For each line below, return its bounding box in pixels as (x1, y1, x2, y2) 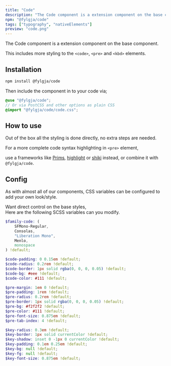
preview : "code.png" (5, 27, 49, 32)
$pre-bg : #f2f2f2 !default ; (5, 304, 65, 309)
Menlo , (14, 238, 28, 243)
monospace (14, 243, 36, 248)
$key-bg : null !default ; (5, 347, 58, 352)
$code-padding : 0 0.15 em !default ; (5, 257, 81, 262)
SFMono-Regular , (14, 224, 49, 229)
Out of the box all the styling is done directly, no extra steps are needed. (5, 135, 157, 141)
